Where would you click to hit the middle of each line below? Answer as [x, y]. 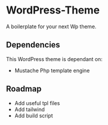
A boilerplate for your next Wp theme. [51, 26]
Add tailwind [29, 109]
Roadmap [24, 89]
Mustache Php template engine [52, 70]
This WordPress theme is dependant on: [54, 59]
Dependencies [33, 45]
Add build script [34, 116]
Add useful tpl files [37, 103]
